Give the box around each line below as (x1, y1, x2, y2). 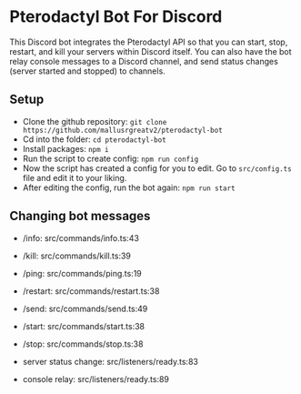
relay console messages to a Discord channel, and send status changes (9, 56, 279, 66)
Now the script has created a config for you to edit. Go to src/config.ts (22, 162, 293, 174)
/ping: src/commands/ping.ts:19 (22, 268, 143, 278)
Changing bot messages (9, 208, 151, 224)
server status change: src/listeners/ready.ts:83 (22, 356, 198, 367)
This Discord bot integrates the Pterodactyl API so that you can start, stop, (9, 36, 288, 47)
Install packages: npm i (22, 143, 109, 154)
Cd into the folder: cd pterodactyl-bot (22, 134, 166, 145)
